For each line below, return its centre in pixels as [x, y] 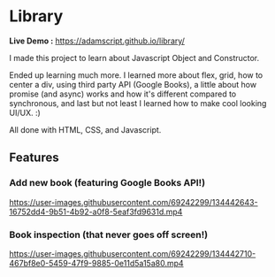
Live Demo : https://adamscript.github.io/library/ [97, 41]
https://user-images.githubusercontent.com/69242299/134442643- [134, 202]
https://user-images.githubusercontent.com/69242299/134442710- [133, 253]
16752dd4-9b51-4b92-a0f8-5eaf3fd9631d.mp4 [96, 212]
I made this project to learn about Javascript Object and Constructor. [134, 58]
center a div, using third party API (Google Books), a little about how [133, 84]
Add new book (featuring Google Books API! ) [107, 183]
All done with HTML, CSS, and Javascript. [85, 129]
